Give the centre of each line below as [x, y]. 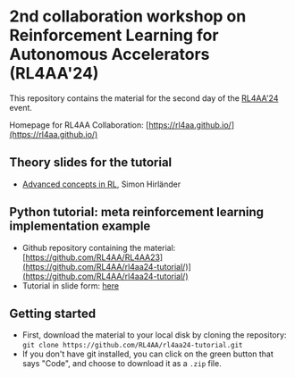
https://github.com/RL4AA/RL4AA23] [94, 257]
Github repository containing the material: [99, 247]
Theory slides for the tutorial [91, 163]
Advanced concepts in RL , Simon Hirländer [101, 184]
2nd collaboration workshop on [128, 17]
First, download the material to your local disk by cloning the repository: [154, 335]
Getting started [53, 313]
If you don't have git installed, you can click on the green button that [148, 354]
